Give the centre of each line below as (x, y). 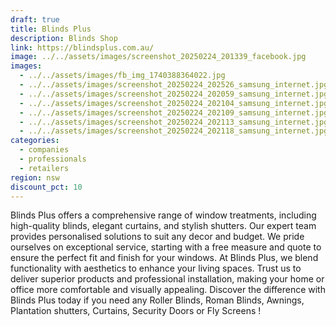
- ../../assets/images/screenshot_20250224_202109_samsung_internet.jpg (174, 112)
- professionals (53, 159)
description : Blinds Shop (64, 38)
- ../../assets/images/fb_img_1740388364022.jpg (122, 76)
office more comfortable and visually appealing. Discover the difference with (168, 290)
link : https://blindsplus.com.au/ (82, 47)
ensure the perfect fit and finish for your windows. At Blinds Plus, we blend (164, 258)
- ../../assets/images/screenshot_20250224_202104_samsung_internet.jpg (174, 103)
